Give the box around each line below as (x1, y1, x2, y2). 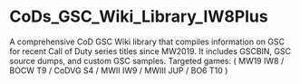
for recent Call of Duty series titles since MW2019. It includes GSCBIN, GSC (9, 45, 292, 56)
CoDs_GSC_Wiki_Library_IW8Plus (9, 6, 269, 27)
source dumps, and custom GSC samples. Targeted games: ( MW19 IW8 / (9, 55, 285, 66)
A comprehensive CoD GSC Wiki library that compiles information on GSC (9, 36, 285, 47)
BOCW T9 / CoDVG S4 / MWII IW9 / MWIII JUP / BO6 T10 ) (9, 65, 228, 76)
